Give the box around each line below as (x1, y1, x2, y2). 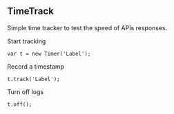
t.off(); (7, 101, 32, 108)
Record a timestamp (7, 62, 64, 71)
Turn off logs (7, 87, 43, 95)
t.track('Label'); (7, 76, 60, 82)
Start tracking (7, 37, 46, 45)
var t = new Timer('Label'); (7, 50, 91, 57)
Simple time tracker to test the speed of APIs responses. (7, 23, 168, 32)
